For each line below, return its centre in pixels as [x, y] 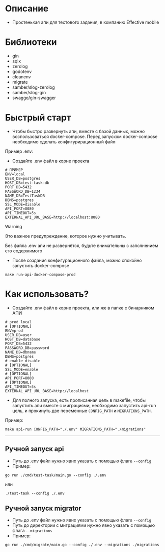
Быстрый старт [38, 118]
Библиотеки [31, 42]
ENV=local [15, 174]
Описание [27, 9]
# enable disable [23, 361]
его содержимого [24, 251]
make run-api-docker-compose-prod [41, 275]
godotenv [22, 71]
